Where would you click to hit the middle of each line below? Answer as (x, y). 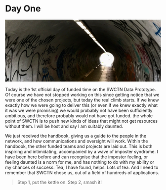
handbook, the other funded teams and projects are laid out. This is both (79, 146)
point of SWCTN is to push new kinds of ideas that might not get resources (82, 121)
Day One (23, 9)
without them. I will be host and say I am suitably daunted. (64, 126)
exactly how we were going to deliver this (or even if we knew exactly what (82, 105)
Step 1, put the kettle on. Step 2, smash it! (60, 182)
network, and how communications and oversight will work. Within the (77, 141)
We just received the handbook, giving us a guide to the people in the (76, 136)
